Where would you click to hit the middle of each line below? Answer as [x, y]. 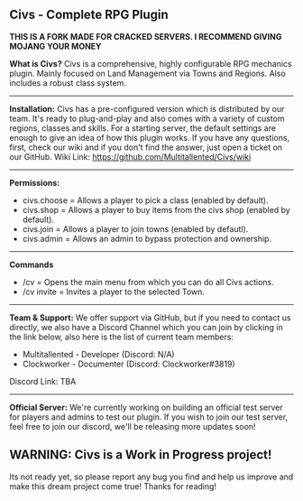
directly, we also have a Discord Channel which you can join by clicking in [146, 327]
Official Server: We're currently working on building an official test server [146, 407]
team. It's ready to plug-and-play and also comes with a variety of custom [147, 118]
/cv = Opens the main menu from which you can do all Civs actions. [148, 282]
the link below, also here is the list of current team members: [122, 337]
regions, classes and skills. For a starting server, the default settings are [143, 128]
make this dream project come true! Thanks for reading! [113, 486]
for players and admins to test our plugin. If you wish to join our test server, [149, 417]
